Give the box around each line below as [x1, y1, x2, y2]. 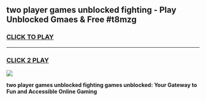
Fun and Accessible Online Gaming [6, 88, 97, 95]
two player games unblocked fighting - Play [6, 5, 177, 15]
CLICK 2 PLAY [6, 56, 49, 64]
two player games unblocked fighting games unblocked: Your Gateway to [6, 81, 197, 88]
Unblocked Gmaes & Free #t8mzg [6, 15, 137, 25]
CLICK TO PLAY [6, 33, 54, 42]
